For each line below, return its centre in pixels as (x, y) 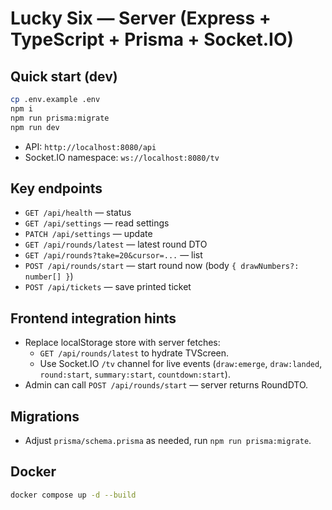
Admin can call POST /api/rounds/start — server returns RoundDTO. (166, 385)
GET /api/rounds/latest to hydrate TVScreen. (134, 353)
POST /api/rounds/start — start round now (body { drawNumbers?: (162, 266)
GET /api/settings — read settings (97, 223)
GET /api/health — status (78, 213)
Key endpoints (56, 188)
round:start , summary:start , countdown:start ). (135, 374)
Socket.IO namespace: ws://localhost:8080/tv (122, 157)
